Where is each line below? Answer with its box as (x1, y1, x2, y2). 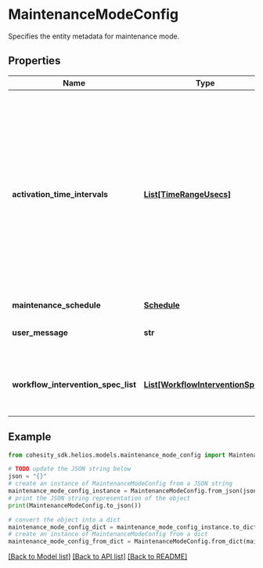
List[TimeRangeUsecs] (143, 188, 232, 199)
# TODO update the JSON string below (8, 465, 131, 473)
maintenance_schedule (12, 300, 101, 311)
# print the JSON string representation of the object (8, 494, 191, 502)
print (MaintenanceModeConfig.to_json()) (8, 501, 142, 509)
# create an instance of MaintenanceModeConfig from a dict (8, 530, 209, 538)
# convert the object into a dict (8, 515, 121, 523)
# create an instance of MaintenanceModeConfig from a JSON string (8, 480, 233, 488)
